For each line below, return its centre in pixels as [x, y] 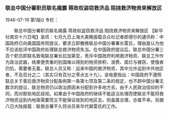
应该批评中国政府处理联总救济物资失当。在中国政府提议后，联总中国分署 [84, 49]
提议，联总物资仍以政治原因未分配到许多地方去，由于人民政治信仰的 [89, 87]
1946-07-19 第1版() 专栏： [32, 20]
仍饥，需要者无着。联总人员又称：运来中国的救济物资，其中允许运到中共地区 [84, 69]
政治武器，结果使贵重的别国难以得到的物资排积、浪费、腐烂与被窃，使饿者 [87, 62]
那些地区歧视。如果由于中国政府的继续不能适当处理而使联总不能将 [91, 94]
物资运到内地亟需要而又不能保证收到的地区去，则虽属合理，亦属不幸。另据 [87, 100]
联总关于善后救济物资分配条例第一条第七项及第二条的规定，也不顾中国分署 [82, 81]
